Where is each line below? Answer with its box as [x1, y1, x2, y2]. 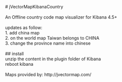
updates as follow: [5, 25, 42, 30]
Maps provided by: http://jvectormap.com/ [5, 72, 91, 77]
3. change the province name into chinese [5, 40, 91, 46]
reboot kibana [5, 61, 34, 67]
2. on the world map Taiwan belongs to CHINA [5, 35, 100, 41]
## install [5, 51, 24, 56]
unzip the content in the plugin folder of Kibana [5, 56, 101, 62]
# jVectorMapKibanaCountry [5, 4, 63, 9]
